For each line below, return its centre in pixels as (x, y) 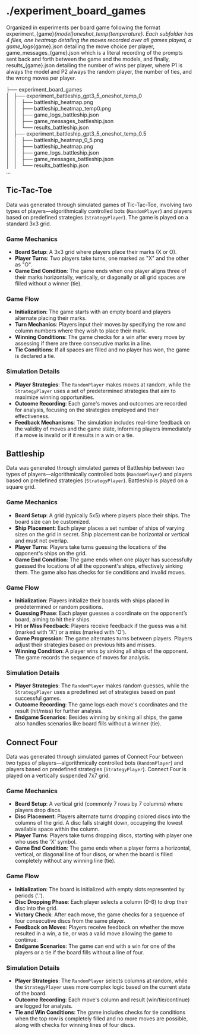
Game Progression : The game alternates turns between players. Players (103, 639)
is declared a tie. (35, 356)
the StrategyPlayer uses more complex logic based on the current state (103, 987)
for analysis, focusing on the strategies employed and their (87, 410)
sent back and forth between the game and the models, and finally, (88, 59)
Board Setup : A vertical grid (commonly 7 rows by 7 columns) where (99, 804)
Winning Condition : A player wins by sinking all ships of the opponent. (101, 651)
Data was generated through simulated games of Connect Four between (95, 757)
